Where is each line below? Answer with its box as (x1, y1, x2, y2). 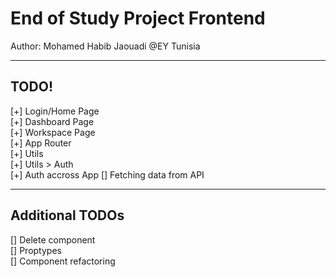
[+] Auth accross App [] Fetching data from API (10, 168, 205, 181)
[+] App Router (10, 137, 72, 149)
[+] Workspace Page (10, 126, 96, 138)
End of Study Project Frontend (10, 7, 266, 30)
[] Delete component (10, 233, 96, 246)
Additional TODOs (10, 207, 125, 224)
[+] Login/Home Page (10, 105, 100, 117)
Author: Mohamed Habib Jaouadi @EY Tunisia (10, 40, 201, 52)
